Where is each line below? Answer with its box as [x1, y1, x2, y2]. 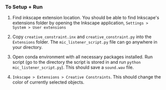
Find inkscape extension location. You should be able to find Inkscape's [12, 15, 160, 21]
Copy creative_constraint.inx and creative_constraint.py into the [12, 34, 152, 40]
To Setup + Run [5, 3, 43, 10]
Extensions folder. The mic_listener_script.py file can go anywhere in [12, 39, 158, 45]
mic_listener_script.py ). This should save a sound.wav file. [12, 64, 134, 70]
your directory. [12, 45, 43, 50]
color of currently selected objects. [12, 79, 84, 85]
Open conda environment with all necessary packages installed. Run [12, 54, 153, 60]
